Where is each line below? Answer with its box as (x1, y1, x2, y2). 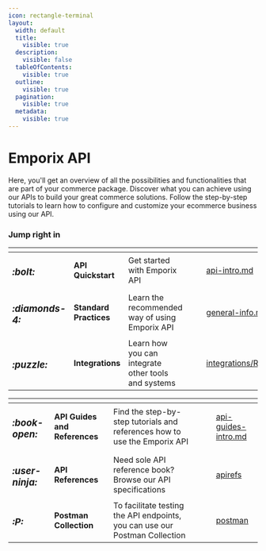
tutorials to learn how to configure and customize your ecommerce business (8, 200, 257, 210)
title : (15, 33, 37, 42)
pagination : (15, 93, 55, 101)
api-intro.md (206, 265, 254, 276)
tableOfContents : (15, 64, 73, 71)
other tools (127, 367, 169, 378)
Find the (113, 407, 144, 418)
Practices (74, 312, 111, 323)
